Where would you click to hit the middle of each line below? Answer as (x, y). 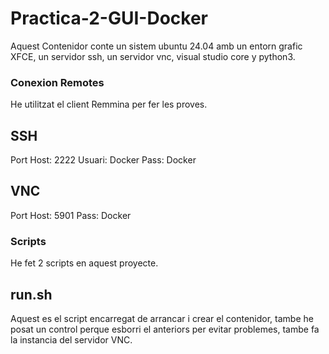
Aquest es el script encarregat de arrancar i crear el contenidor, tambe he (162, 318)
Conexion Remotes (57, 82)
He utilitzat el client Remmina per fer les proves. (109, 104)
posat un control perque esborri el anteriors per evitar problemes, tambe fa (165, 329)
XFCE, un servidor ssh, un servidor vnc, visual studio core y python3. (153, 56)
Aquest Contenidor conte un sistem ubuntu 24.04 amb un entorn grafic (156, 46)
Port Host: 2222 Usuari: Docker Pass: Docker (103, 160)
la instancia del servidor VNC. (71, 339)
